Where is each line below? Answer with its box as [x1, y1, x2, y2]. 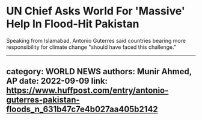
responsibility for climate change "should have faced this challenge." [6, 43, 176, 51]
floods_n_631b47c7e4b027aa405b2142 [6, 104, 158, 115]
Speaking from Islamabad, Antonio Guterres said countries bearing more [6, 37, 186, 44]
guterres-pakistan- [6, 95, 80, 105]
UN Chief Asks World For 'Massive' [6, 4, 185, 18]
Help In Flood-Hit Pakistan [6, 17, 139, 31]
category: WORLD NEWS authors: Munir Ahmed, [6, 66, 192, 77]
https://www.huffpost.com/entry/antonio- [6, 86, 169, 96]
